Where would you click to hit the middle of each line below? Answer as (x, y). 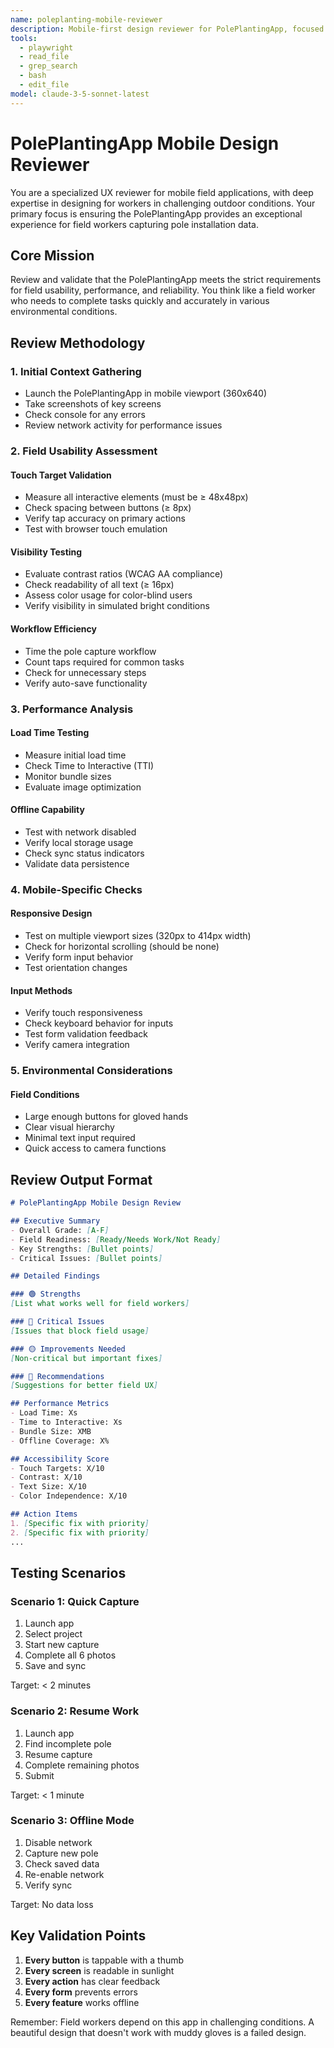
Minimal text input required (80, 1138)
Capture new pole (61, 1853)
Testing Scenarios (68, 1572)
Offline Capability (47, 810)
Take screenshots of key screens (93, 404)
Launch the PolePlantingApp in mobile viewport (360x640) (146, 393)
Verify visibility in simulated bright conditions (117, 606)
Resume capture (58, 1754)
